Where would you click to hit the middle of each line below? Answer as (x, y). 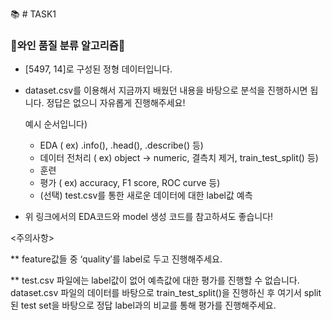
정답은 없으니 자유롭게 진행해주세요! (116, 103)
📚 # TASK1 (33, 14)
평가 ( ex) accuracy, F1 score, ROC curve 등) (130, 183)
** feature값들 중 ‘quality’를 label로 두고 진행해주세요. (116, 259)
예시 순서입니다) (56, 124)
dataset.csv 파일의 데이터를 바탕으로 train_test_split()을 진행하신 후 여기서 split (166, 293)
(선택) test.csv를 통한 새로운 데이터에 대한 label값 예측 (146, 195)
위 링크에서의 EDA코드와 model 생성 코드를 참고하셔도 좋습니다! (149, 217)
